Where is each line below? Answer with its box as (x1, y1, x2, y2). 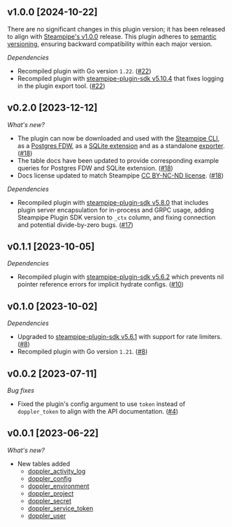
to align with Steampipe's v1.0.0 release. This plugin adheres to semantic (7, 32, 217, 41)
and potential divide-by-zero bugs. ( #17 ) (17, 220, 134, 229)
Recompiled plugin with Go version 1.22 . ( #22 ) (17, 66, 152, 75)
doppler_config (27, 474, 72, 482)
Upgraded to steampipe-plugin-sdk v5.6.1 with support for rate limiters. (17, 333, 222, 341)
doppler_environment (27, 482, 89, 490)
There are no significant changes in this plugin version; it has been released (7, 24, 226, 33)
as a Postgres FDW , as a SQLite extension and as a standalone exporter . (17, 141, 225, 150)
